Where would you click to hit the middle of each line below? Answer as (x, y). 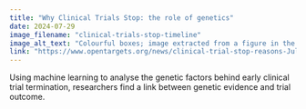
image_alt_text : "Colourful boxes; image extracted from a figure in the (153, 43)
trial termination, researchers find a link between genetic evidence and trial (150, 87)
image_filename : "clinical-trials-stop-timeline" (106, 35)
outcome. (27, 97)
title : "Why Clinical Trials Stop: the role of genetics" (122, 18)
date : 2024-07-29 (42, 26)
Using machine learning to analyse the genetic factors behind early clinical (149, 77)
